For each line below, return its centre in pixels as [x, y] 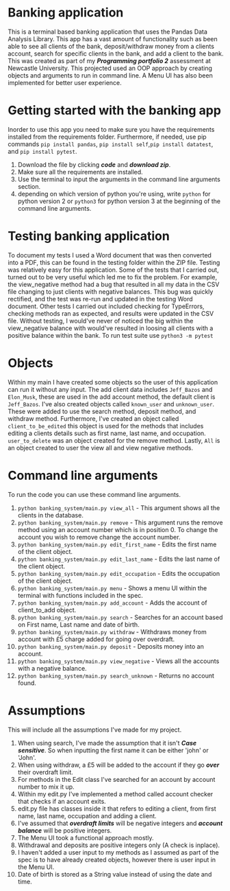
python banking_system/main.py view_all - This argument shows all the [119, 508]
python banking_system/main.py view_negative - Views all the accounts [118, 661]
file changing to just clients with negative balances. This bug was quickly [111, 291]
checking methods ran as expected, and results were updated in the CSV [111, 313]
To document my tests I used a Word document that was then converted [110, 255]
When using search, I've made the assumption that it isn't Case [107, 743]
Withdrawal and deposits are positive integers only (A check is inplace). [119, 845]
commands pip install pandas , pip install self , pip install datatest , [111, 144]
